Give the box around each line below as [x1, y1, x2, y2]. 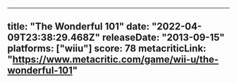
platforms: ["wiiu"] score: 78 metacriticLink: [7, 43, 207, 55]
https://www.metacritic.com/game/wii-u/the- [12, 53, 219, 65]
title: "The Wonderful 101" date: [7, 20, 150, 32]
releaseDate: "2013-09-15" [102, 32, 225, 44]
